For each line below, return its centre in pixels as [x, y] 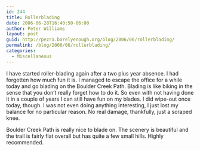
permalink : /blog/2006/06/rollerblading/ [59, 46]
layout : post [22, 34]
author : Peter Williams [36, 28]
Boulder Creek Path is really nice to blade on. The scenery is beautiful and [98, 129]
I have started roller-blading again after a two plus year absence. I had [93, 73]
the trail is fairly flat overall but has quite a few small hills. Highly [85, 136]
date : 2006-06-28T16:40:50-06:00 [48, 23]
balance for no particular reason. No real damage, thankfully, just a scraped [99, 111]
